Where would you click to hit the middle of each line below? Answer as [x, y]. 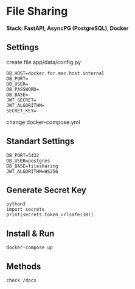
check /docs [21, 280]
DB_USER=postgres [28, 161]
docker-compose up [29, 248]
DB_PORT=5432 [23, 155]
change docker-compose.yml [43, 122]
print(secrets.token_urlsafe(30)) [50, 215]
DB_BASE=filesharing [33, 166]
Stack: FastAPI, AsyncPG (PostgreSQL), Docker [67, 28]
